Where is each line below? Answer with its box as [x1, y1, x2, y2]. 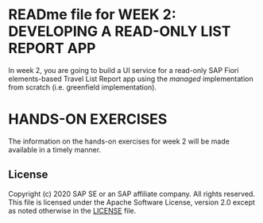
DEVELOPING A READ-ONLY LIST [8, 22, 231, 40]
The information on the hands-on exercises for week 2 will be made [8, 136, 230, 146]
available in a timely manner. [8, 144, 102, 154]
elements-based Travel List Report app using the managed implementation [8, 74, 253, 83]
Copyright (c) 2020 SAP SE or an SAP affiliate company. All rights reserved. [8, 189, 256, 198]
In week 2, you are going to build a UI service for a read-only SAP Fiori [8, 65, 239, 75]
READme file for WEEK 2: [8, 6, 176, 24]
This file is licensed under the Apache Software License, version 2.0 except [8, 197, 256, 207]
